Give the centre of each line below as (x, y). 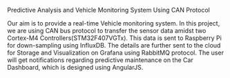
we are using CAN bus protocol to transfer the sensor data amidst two (107, 31)
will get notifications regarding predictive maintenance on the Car (100, 60)
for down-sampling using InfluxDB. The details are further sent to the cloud (114, 45)
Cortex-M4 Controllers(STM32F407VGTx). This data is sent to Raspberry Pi (115, 38)
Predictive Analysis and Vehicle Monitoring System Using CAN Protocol (109, 10)
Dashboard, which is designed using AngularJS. (75, 67)
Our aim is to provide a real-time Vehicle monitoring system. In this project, (114, 23)
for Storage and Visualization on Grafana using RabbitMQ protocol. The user (116, 52)
